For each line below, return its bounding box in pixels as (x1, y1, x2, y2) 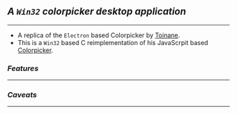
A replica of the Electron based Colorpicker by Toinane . (17, 31, 181, 39)
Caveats (7, 90, 37, 100)
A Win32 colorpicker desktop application (7, 6, 187, 18)
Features (7, 63, 39, 73)
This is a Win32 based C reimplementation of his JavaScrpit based (17, 38, 209, 46)
